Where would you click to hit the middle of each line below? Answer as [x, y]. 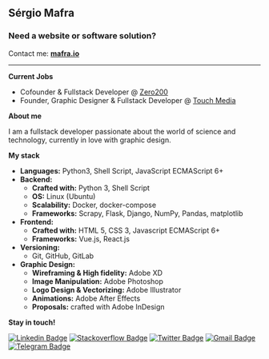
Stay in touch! [32, 322]
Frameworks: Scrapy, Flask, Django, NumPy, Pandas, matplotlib [137, 213]
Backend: [36, 179]
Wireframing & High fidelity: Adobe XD [97, 273]
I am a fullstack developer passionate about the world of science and [122, 131]
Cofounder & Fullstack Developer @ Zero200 [94, 92]
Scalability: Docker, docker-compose [94, 205]
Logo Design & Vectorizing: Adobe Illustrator [106, 289]
